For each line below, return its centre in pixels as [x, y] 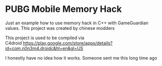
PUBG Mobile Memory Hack [63, 9]
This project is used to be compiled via [45, 38]
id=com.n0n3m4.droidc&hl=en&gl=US [44, 48]
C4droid [14, 43]
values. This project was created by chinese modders [60, 28]
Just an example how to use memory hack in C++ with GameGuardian [77, 23]
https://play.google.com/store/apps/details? [68, 43]
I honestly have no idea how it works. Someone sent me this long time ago [81, 58]
